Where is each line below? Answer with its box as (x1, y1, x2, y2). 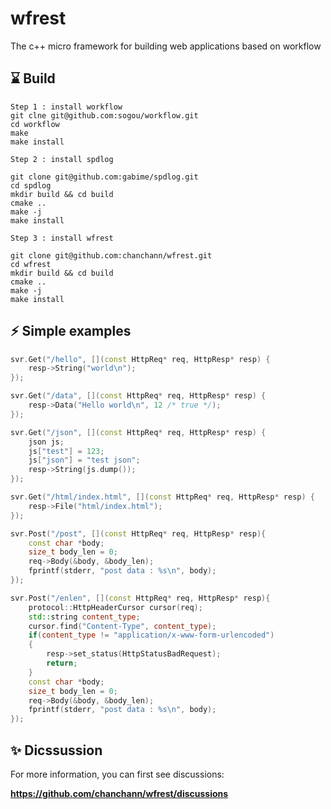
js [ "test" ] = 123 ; (28, 446, 105, 456)
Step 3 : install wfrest (10, 233, 114, 243)
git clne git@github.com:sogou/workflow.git (10, 110, 199, 121)
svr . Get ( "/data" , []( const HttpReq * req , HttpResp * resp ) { (10, 391, 267, 401)
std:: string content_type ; (28, 612, 141, 622)
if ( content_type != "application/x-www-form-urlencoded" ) (28, 630, 275, 641)
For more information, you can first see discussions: (10, 768, 225, 780)
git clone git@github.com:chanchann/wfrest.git (10, 250, 213, 261)
